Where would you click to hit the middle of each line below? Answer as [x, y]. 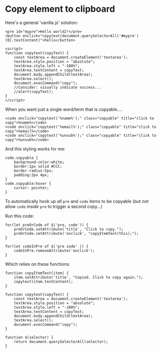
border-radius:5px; [34, 171]
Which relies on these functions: [38, 264]
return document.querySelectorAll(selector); [61, 342]
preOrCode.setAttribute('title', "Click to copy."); [69, 229]
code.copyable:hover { [28, 183]
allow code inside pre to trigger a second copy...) [54, 206]
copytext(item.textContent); [44, 281]
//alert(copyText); [34, 92]
